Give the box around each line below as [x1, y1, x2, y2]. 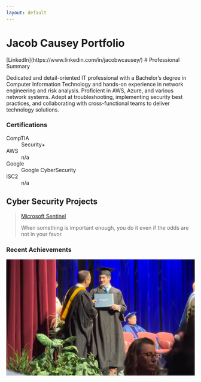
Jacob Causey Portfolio [6, 36, 125, 50]
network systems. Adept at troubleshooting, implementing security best [6, 93, 183, 100]
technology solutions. [6, 106, 60, 113]
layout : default [6, 10, 47, 16]
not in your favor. [20, 230, 63, 237]
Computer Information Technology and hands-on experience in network [6, 80, 184, 88]
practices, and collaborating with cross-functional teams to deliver [6, 100, 170, 107]
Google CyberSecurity [21, 166, 77, 173]
